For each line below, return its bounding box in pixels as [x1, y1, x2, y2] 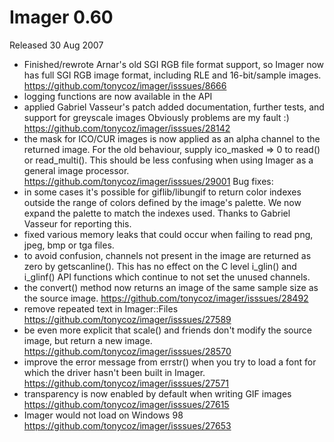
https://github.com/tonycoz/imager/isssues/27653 [23, 419, 232, 431]
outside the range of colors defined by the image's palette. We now [23, 196, 302, 208]
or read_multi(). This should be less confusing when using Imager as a [23, 154, 314, 166]
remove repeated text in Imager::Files [23, 302, 179, 315]
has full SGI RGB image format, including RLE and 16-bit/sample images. [23, 69, 322, 81]
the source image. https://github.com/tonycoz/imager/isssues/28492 [23, 292, 309, 304]
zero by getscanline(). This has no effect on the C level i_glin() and [23, 260, 297, 272]
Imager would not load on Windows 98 [23, 409, 184, 421]
